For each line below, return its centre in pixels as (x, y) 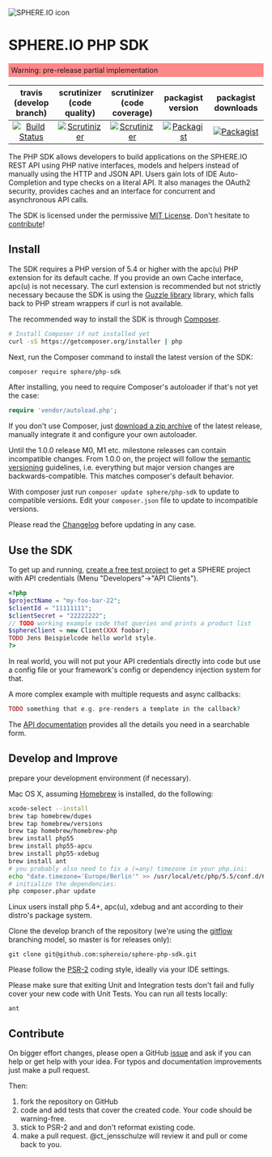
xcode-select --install (49, 808)
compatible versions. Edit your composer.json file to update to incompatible (133, 500)
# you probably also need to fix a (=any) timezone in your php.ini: (128, 869)
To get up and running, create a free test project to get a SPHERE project (130, 570)
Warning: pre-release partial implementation (85, 70)
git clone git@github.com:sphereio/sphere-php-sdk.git (103, 955)
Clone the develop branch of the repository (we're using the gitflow (121, 931)
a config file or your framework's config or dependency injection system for (135, 670)
